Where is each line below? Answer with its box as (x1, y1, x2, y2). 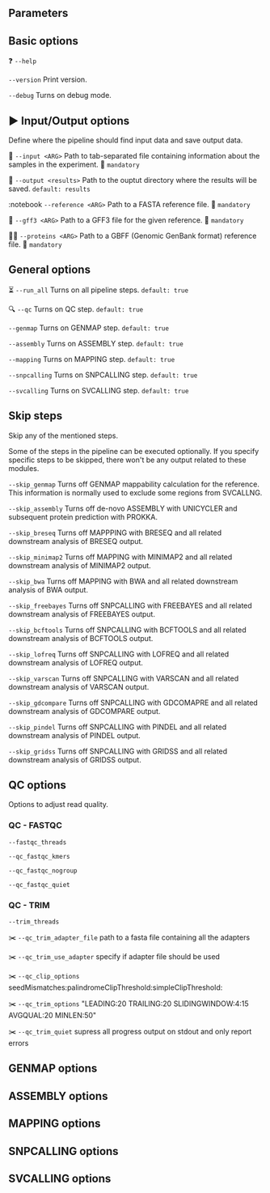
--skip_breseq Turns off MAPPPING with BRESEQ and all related (8, 528, 222, 537)
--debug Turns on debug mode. (8, 91, 112, 100)
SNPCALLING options (8, 1144, 119, 1158)
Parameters (8, 6, 69, 20)
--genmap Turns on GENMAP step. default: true (8, 323, 170, 333)
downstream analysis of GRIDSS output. (8, 754, 141, 764)
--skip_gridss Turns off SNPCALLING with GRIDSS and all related (8, 746, 228, 756)
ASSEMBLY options (8, 1089, 108, 1103)
